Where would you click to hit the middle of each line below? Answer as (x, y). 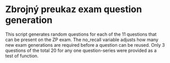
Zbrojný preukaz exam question (74, 9)
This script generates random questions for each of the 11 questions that (81, 34)
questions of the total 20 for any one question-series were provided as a (81, 50)
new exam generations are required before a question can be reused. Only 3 (85, 45)
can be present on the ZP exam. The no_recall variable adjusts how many (82, 40)
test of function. (22, 56)
